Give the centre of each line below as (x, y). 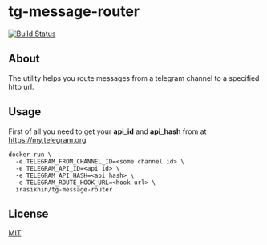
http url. (21, 86)
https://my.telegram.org (47, 139)
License (28, 213)
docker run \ (30, 155)
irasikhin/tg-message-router (64, 189)
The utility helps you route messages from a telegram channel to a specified (134, 78)
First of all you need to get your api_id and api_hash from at (107, 131)
